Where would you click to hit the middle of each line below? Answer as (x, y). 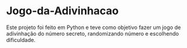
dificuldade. (21, 40)
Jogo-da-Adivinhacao (63, 11)
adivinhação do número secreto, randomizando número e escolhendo (93, 33)
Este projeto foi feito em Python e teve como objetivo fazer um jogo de (94, 27)
